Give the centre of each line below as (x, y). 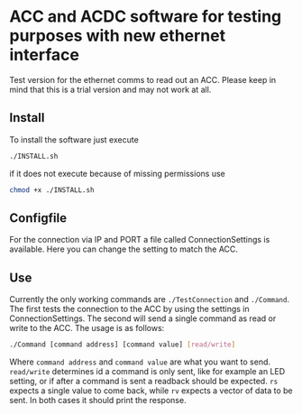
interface (44, 55)
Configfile (38, 218)
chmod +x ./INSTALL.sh (52, 190)
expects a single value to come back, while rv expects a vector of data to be (151, 391)
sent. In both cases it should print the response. (98, 400)
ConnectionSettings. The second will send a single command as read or (143, 318)
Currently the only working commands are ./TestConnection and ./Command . (150, 299)
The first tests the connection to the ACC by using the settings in (129, 309)
